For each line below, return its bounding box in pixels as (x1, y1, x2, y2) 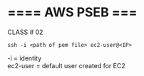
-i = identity (7, 54, 42, 63)
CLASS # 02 (7, 28, 43, 36)
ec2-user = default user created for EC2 (7, 61, 126, 70)
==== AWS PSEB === (7, 4, 138, 21)
